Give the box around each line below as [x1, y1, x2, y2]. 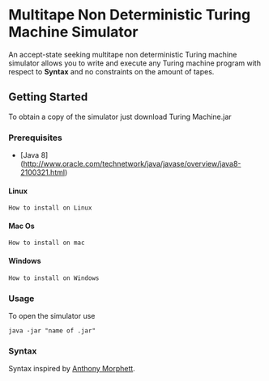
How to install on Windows [8, 273, 100, 282]
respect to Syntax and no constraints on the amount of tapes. [8, 66, 215, 76]
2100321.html [19, 167, 66, 177]
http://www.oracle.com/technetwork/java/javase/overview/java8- [23, 159, 241, 169]
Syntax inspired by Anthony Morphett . [8, 364, 135, 374]
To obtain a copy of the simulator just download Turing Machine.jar [8, 112, 233, 121]
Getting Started [8, 91, 88, 104]
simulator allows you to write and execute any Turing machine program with [8, 58, 262, 68]
